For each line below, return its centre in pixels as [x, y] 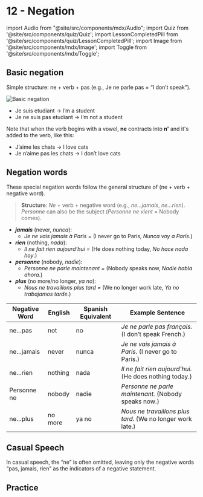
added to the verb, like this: [40, 135]
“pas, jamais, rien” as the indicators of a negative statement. [81, 469]
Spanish [96, 308]
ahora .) [33, 274]
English [59, 313]
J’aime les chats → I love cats [52, 147]
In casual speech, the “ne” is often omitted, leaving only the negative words [100, 462]
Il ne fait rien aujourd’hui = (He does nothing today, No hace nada [106, 248]
